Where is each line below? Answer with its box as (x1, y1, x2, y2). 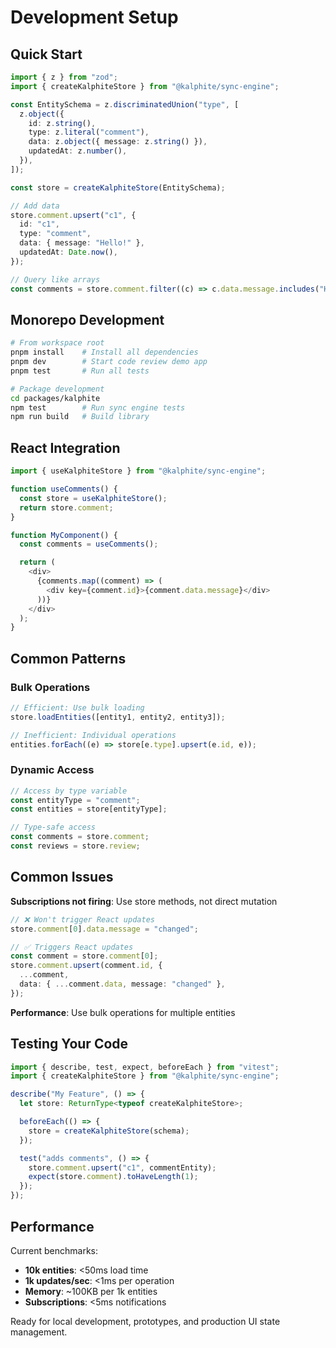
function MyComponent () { (10, 530, 118, 540)
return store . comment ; (19, 502, 114, 513)
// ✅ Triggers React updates (10, 942, 134, 952)
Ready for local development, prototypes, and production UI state (10, 1315, 281, 1327)
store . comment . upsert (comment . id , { (10, 961, 163, 971)
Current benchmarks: (10, 1244, 98, 1256)
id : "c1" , (19, 219, 60, 230)
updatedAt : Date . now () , (19, 247, 118, 257)
